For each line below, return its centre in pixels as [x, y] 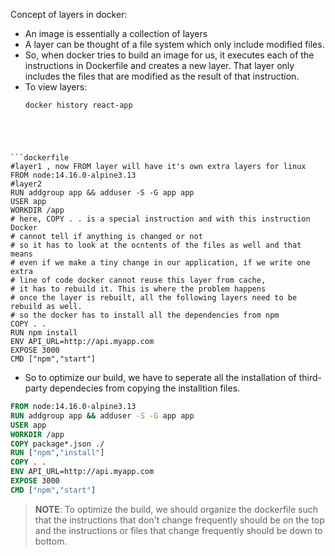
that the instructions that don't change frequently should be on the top [179, 520]
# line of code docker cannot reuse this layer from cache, [138, 280]
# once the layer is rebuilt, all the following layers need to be [154, 298]
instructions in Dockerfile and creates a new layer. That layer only [159, 65]
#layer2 [26, 184]
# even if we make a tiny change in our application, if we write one [160, 263]
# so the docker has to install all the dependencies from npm [145, 315]
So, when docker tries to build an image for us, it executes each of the [169, 55]
